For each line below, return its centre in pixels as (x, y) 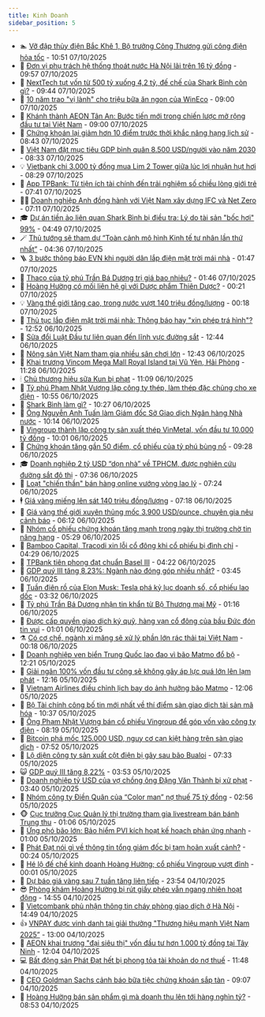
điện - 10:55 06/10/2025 (59, 396)
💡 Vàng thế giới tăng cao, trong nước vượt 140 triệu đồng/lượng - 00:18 (134, 303)
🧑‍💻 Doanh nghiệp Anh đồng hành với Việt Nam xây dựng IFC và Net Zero (138, 200)
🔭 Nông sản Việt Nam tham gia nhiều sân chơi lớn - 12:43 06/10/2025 (132, 353)
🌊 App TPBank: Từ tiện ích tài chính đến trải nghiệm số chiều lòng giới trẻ (138, 183)
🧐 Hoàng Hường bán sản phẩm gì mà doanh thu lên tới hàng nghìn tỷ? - (135, 996)
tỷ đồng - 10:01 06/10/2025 (63, 438)
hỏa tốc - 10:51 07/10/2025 (63, 57)
